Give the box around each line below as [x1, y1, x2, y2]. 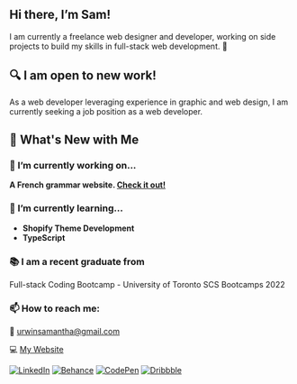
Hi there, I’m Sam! [9, 7, 111, 23]
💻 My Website [9, 344, 65, 355]
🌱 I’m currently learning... [9, 202, 123, 215]
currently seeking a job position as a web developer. [9, 105, 203, 116]
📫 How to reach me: [9, 302, 101, 315]
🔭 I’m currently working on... [9, 159, 137, 171]
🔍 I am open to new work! [9, 68, 157, 84]
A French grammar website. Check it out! [9, 179, 166, 190]
